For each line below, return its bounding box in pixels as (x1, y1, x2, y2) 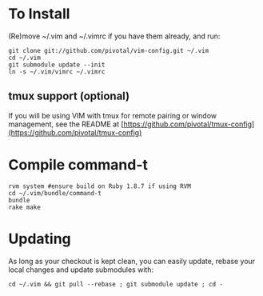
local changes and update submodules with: (8, 265, 154, 274)
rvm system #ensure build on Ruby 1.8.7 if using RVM (8, 182, 192, 190)
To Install (8, 5, 70, 23)
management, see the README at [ (8, 119, 124, 129)
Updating (8, 230, 72, 248)
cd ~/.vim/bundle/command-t (8, 189, 102, 197)
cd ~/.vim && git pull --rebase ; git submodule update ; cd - (8, 280, 224, 288)
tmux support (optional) (8, 90, 130, 103)
